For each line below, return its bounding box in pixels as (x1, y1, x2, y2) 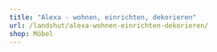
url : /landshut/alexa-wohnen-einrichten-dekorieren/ (9, 21, 209, 30)
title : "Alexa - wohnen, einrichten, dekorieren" (9, 12, 197, 22)
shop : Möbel (9, 29, 53, 38)
